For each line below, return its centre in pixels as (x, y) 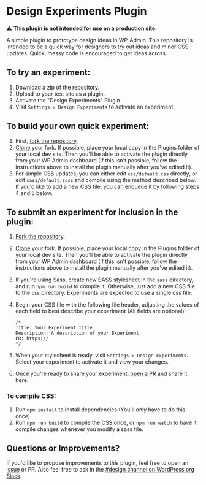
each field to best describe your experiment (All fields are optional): (101, 311)
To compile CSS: (31, 396)
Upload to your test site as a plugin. (60, 94)
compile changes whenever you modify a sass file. (79, 429)
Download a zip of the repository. (57, 87)
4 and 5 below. (34, 193)
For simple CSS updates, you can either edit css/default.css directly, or (106, 174)
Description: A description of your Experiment (77, 333)
